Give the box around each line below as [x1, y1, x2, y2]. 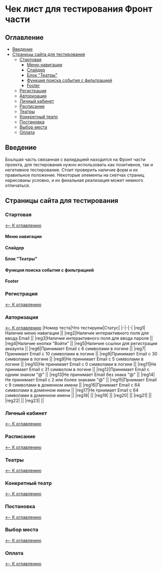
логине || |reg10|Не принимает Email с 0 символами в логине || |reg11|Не [5, 361, 157, 367]
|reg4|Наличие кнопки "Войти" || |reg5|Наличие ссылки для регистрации [5, 341, 158, 347]
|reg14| [141, 372, 155, 377]
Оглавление [5, 33, 44, 42]
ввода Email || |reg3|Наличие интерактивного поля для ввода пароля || [5, 335, 153, 341]
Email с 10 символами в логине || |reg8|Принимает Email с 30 [30, 351, 158, 357]
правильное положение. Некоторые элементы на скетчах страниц [5, 172, 145, 178]
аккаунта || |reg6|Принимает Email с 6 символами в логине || [5, 346, 133, 351]
